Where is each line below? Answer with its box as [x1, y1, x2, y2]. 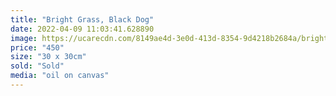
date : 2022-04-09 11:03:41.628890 [10, 24, 155, 34]
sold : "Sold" [10, 61, 65, 71]
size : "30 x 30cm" [10, 52, 87, 62]
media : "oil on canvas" [10, 71, 110, 81]
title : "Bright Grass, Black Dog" [10, 14, 155, 25]
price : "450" [10, 42, 65, 53]
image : [10, 33, 38, 43]
